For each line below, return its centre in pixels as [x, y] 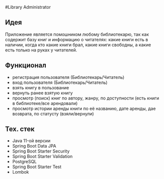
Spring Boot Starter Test [37, 167]
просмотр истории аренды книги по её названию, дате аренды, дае [84, 108]
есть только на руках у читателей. [41, 50]
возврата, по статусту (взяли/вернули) [53, 114]
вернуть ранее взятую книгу [42, 93]
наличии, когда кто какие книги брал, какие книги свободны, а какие [78, 45]
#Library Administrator [28, 7]
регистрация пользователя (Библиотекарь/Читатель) [68, 77]
